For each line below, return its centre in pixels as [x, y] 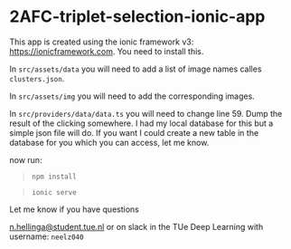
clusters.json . [37, 78]
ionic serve [54, 192]
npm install [54, 177]
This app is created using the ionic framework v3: [102, 42]
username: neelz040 [47, 236]
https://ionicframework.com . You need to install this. [107, 51]
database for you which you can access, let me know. [109, 142]
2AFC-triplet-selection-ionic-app [137, 17]
